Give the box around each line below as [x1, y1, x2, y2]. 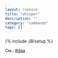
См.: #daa [5, 48, 26, 54]
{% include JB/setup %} [5, 38, 53, 44]
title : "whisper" [5, 12, 40, 16]
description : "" [5, 16, 38, 21]
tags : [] [5, 25, 23, 30]
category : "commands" [5, 20, 49, 26]
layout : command [5, 7, 38, 12]
